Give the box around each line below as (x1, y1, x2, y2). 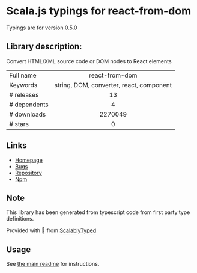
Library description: (6, 41, 82, 52)
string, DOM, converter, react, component (54, 81, 172, 89)
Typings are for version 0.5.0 (6, 24, 77, 31)
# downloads (9, 110, 46, 118)
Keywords (9, 81, 38, 89)
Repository (14, 169, 42, 176)
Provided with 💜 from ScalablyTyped (6, 227, 97, 234)
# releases (9, 90, 39, 99)
